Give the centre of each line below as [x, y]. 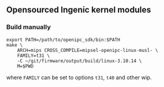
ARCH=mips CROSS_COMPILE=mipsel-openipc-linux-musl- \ [88, 50]
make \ [15, 45]
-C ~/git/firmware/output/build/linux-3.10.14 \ [80, 61]
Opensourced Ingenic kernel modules [79, 10]
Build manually [29, 27]
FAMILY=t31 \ [34, 56]
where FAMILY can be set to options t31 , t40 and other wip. [79, 77]
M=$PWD [25, 66]
